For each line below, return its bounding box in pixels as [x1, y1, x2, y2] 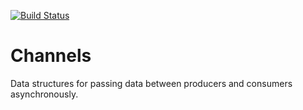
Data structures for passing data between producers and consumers [10, 77, 293, 89]
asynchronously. [10, 88, 79, 100]
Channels [10, 45, 92, 67]
